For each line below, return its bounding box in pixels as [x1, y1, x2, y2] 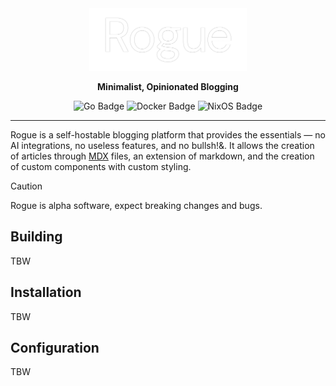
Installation [10, 284, 82, 301]
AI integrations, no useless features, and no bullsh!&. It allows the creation [10, 139, 315, 151]
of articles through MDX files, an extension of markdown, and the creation [10, 150, 315, 162]
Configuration [10, 339, 100, 356]
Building [10, 228, 63, 246]
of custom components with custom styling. [10, 160, 192, 172]
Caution [10, 180, 43, 192]
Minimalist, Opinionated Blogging [97, 80, 239, 92]
